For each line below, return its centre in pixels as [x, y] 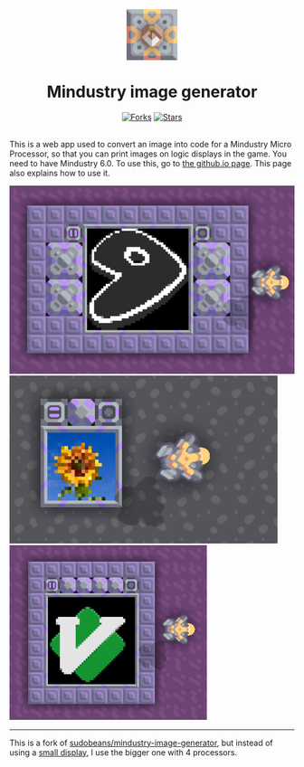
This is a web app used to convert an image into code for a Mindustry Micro [151, 144]
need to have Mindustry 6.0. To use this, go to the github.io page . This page [151, 163]
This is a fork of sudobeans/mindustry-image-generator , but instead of [141, 743]
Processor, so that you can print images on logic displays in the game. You [148, 154]
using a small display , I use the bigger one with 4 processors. [123, 752]
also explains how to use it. [60, 173]
